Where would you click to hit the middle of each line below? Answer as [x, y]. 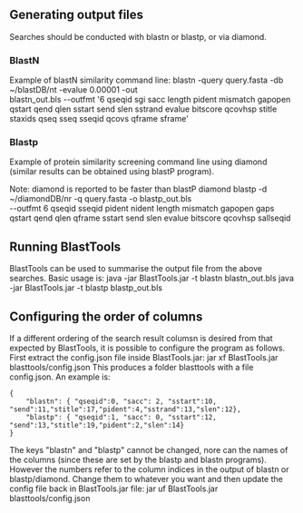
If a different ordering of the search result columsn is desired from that [142, 339]
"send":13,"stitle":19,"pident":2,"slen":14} [97, 426]
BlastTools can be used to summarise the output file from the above [136, 269]
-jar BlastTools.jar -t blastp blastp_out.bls [86, 288]
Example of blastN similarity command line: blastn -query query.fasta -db [147, 80]
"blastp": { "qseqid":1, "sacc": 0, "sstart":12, [122, 418]
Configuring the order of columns [106, 316]
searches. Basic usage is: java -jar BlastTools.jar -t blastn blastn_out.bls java [152, 278]
